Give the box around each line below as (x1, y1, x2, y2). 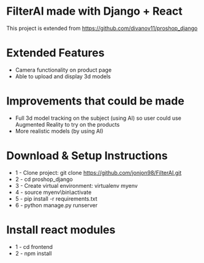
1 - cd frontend (15, 243, 53, 250)
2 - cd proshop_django (15, 176, 74, 183)
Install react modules (6, 223, 116, 237)
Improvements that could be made (6, 94, 185, 108)
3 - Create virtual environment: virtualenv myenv (15, 182, 138, 189)
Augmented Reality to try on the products (15, 120, 120, 128)
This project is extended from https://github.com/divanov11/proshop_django (6, 24, 198, 32)
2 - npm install (15, 250, 52, 257)
